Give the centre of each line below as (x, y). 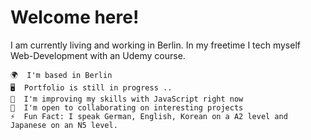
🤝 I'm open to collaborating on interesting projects (127, 107)
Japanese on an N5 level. (64, 125)
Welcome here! (75, 17)
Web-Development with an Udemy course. (98, 55)
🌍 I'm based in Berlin (61, 75)
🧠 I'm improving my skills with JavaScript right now (127, 99)
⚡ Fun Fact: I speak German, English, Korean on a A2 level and (149, 116)
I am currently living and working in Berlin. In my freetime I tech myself (155, 45)
